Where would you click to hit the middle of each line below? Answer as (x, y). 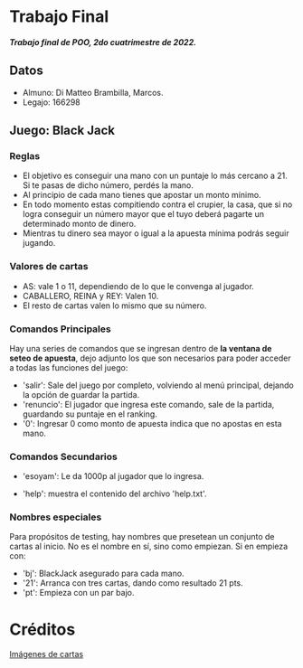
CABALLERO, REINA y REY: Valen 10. (90, 296)
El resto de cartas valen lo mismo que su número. (114, 306)
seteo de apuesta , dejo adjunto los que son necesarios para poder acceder (150, 358)
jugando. (39, 243)
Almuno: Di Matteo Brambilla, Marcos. (93, 92)
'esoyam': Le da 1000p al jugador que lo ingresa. (113, 476)
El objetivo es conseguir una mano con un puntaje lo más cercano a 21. (155, 176)
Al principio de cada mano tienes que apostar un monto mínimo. (142, 195)
